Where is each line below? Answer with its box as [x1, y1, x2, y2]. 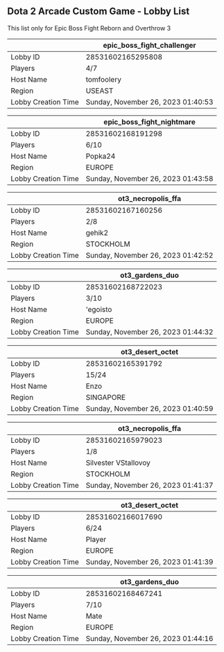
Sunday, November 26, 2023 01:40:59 [85, 403, 214, 413]
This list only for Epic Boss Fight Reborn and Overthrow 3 [7, 24, 171, 32]
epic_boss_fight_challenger [103, 40, 196, 50]
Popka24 [85, 151, 116, 161]
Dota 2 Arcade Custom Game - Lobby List [7, 6, 190, 17]
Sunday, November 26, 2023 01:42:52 [85, 250, 214, 260]
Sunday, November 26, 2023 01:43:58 [85, 173, 214, 183]
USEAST [85, 86, 114, 96]
